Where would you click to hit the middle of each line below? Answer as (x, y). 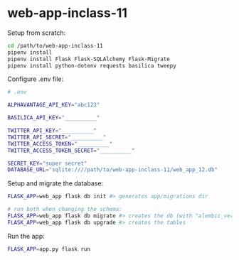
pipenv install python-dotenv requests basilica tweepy (92, 65)
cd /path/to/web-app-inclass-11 (55, 45)
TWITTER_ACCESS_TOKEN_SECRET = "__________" (71, 151)
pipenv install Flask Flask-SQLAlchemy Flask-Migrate (89, 59)
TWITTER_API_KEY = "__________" (52, 131)
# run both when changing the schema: (65, 210)
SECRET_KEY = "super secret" (47, 163)
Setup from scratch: (37, 33)
